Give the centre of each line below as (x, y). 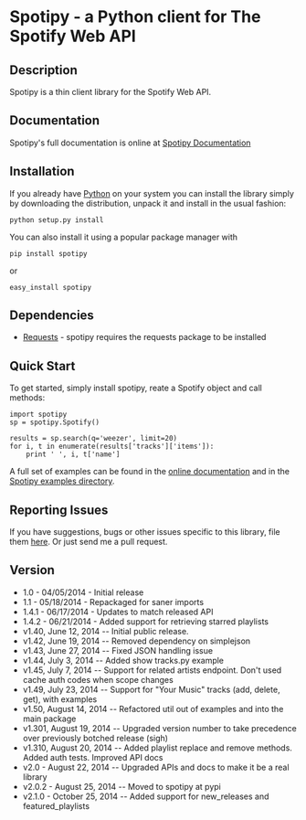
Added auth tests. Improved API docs (93, 757)
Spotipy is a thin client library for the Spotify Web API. (111, 92)
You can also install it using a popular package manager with (124, 237)
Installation (42, 171)
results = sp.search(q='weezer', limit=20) (94, 439)
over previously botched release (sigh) (95, 738)
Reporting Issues (59, 510)
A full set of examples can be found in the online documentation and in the (150, 472)
